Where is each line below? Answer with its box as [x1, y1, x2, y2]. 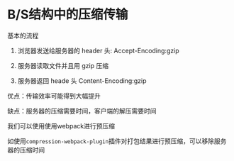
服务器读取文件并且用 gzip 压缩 [17, 61, 108, 70]
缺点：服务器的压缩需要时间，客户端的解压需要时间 [7, 106, 157, 115]
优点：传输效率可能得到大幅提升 [7, 91, 101, 100]
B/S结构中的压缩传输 [7, 6, 128, 23]
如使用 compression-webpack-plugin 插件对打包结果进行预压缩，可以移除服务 [7, 136, 227, 145]
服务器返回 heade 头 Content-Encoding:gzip [17, 76, 147, 85]
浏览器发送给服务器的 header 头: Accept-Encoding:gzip [17, 46, 179, 55]
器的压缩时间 [7, 145, 45, 154]
